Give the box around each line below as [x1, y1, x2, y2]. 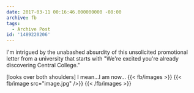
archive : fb [6, 15, 37, 21]
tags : [6, 20, 20, 26]
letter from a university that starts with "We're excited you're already [6, 55, 179, 62]
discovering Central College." [6, 62, 81, 69]
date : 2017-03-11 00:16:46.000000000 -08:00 [6, 9, 122, 15]
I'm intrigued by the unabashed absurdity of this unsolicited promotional [6, 48, 188, 56]
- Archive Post [12, 26, 51, 32]
